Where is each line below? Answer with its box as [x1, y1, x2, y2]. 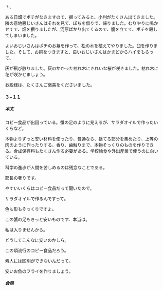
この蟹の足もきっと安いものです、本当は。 [5, 216, 90, 222]
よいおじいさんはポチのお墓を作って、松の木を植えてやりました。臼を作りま [5, 43, 158, 48]
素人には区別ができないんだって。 [5, 258, 73, 264]
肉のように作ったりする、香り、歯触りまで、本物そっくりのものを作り [5, 142, 145, 147]
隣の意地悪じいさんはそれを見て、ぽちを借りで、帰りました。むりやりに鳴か [5, 21, 158, 26]
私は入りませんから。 [5, 227, 48, 232]
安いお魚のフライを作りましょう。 [5, 268, 73, 274]
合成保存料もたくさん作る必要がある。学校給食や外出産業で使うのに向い [13, 148, 159, 154]
